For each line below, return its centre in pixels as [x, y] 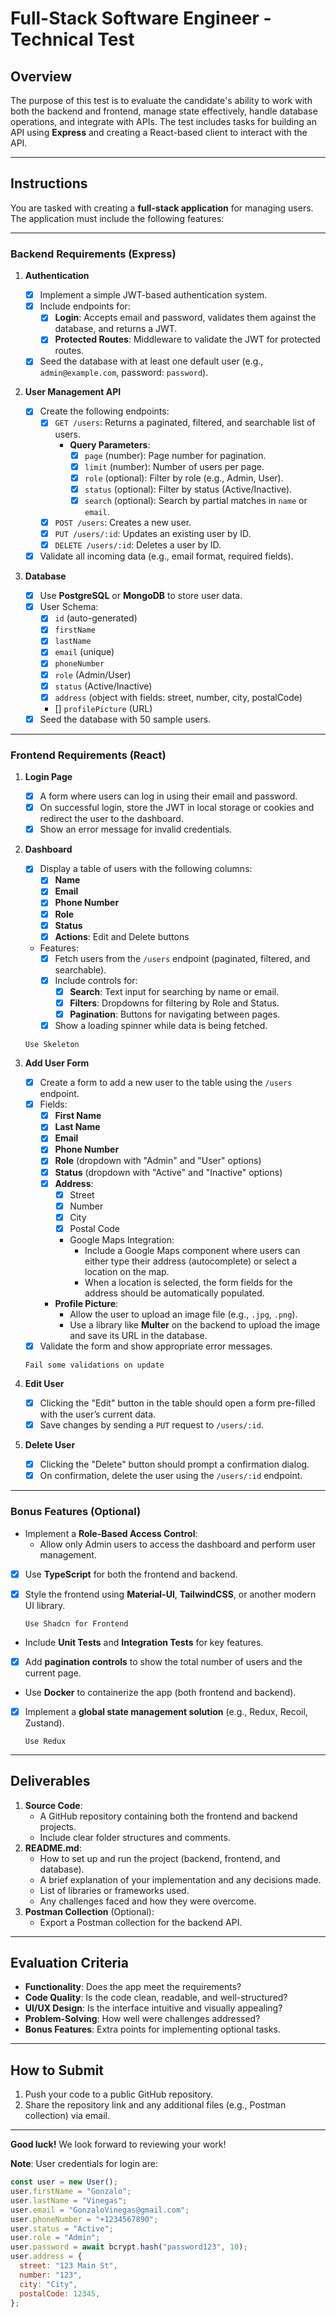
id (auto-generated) [96, 618]
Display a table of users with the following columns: [146, 869]
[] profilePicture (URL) [103, 708]
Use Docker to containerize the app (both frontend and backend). [160, 1692]
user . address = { [46, 2257]
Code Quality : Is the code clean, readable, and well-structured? [156, 1998]
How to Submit [57, 2070]
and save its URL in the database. [138, 1335]
